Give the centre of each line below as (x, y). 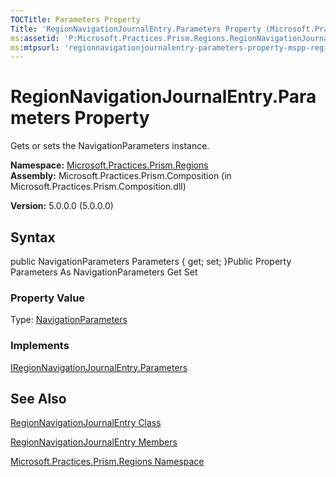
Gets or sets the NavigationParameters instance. (110, 146)
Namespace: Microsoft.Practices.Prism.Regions (109, 165)
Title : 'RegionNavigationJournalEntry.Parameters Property (136, 29)
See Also (38, 398)
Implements (40, 346)
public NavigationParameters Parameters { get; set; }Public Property (151, 261)
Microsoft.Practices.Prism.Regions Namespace (107, 462)
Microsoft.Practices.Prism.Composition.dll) (98, 187)
